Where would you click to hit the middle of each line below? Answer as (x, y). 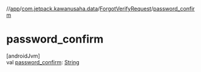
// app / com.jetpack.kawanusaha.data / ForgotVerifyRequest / (80, 9)
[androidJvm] (23, 56)
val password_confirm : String (43, 62)
